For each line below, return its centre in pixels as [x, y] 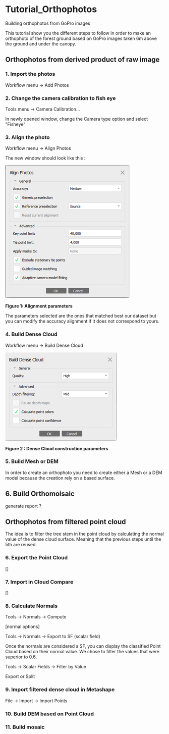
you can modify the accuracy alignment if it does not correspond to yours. [82, 321]
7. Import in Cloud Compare [39, 582]
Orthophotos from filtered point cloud [66, 522]
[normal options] [22, 626]
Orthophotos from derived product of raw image [82, 60]
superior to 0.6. [21, 657]
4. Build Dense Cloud [31, 334]
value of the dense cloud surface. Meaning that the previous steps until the [83, 539]
